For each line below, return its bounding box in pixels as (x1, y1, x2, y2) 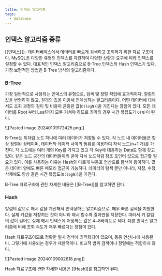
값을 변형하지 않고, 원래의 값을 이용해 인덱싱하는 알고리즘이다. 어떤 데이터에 (5, 97, 147, 103)
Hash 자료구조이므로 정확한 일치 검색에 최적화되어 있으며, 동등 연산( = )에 (5, 234, 141, 240)
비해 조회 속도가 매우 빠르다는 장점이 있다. (17, 224, 97, 230)
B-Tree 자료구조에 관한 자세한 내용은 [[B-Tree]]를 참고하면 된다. (5, 182, 126, 187)
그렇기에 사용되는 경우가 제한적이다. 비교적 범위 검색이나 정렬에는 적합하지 (11, 240, 151, 246)
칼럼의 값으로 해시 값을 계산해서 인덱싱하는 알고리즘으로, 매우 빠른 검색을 (5, 205, 142, 211)
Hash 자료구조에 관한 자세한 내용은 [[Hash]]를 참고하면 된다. (5, 266, 119, 272)
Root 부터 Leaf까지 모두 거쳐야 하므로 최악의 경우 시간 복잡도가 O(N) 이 (17, 109, 150, 115)
